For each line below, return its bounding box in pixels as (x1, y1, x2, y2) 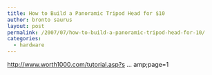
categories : (7, 35, 41, 42)
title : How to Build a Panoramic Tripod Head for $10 (7, 10, 166, 17)
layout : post (7, 22, 45, 29)
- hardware (13, 42, 45, 48)
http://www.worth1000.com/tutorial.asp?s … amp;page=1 (7, 61, 169, 68)
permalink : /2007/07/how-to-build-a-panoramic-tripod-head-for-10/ (7, 29, 206, 36)
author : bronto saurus (7, 16, 73, 23)
